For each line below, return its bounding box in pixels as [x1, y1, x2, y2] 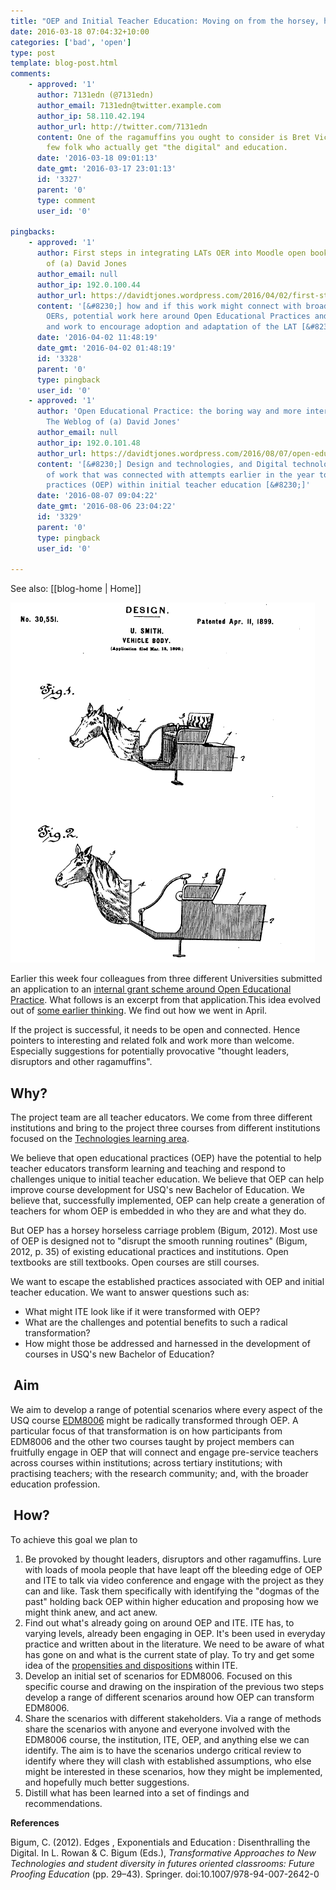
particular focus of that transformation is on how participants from [10, 1425, 283, 1437]
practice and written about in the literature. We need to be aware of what [24, 1638, 325, 1650]
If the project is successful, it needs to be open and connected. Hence [10, 1024, 301, 1036]
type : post [10, 48, 56, 58]
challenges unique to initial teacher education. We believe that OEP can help [10, 1173, 325, 1185]
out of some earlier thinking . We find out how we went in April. [10, 1005, 268, 1017]
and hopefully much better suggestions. [24, 1776, 190, 1788]
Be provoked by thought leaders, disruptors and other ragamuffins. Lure [24, 1553, 322, 1565]
